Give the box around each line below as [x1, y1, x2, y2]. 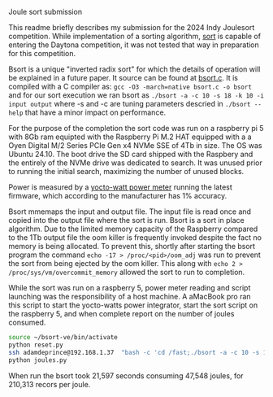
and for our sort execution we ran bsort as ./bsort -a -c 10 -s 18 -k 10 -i [8, 90, 264, 100]
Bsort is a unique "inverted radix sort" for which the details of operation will [8, 64, 261, 74]
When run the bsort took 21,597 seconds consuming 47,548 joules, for [8, 370, 244, 381]
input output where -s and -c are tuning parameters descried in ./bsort [8, 99, 251, 108]
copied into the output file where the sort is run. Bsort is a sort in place [8, 216, 245, 225]
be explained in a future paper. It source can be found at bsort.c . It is [8, 73, 238, 82]
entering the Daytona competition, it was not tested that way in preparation [8, 40, 260, 50]
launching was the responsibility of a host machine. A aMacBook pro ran [8, 292, 251, 301]
